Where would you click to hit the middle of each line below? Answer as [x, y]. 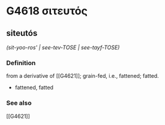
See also [19, 103]
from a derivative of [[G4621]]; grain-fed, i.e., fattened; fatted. [82, 76]
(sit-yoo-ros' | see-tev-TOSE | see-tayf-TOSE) [63, 47]
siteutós [22, 33]
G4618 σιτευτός [47, 11]
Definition [21, 63]
